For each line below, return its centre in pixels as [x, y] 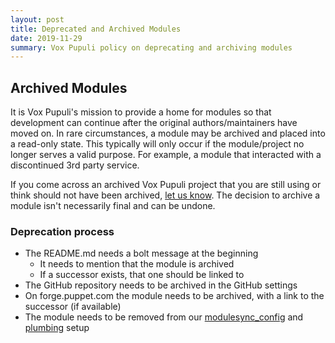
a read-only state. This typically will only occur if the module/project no [157, 144]
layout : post [37, 19]
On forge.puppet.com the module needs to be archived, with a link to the [174, 296]
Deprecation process [62, 231]
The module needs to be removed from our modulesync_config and [164, 317]
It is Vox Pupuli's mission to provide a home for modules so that [141, 112]
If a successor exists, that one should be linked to [142, 275]
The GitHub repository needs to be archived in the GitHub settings [161, 285]
